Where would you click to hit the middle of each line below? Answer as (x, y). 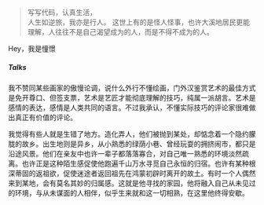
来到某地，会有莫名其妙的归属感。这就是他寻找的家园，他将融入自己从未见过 (132, 183)
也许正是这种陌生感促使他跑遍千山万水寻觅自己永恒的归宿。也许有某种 (135, 163)
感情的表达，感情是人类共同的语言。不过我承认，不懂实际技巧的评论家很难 (128, 107)
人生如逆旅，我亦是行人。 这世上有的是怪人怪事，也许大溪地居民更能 (138, 22)
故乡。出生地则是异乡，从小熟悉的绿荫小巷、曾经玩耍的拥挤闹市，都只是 (139, 144)
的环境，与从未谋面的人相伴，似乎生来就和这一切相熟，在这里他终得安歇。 (128, 192)
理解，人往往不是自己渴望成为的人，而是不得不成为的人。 (120, 32)
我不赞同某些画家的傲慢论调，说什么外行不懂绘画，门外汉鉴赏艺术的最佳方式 (132, 88)
